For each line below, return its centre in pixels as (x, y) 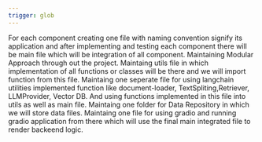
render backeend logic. (46, 129)
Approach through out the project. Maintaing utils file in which (108, 63)
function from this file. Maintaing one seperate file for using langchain (121, 79)
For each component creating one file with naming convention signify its (125, 38)
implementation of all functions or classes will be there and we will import (127, 71)
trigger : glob (31, 15)
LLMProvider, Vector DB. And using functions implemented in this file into (127, 96)
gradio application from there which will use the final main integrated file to (129, 121)
